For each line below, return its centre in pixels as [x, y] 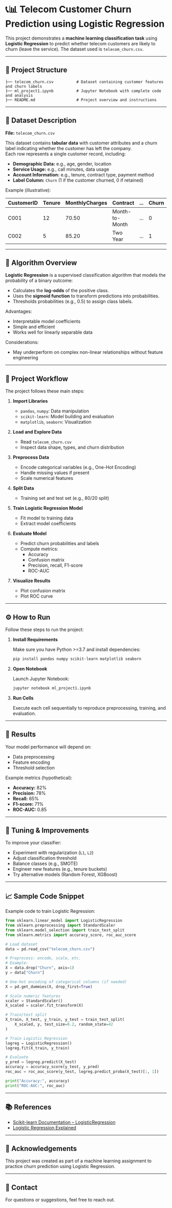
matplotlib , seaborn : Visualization [56, 422]
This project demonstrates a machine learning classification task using [81, 38]
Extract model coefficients [48, 524]
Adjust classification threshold [45, 858]
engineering [25, 358]
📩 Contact [21, 1187]
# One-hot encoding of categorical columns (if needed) [66, 982]
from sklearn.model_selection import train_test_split [65, 930]
